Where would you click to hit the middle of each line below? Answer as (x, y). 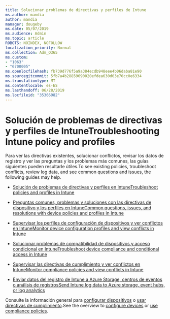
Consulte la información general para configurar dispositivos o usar (76, 300)
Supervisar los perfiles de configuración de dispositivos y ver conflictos (88, 223)
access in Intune (30, 254)
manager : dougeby (24, 24)
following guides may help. (33, 177)
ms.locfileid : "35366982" (32, 95)
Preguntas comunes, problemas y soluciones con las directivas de (82, 202)
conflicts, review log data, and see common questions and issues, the (78, 172)
